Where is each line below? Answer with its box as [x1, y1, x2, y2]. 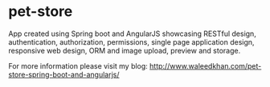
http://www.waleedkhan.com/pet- [149, 61, 262, 70]
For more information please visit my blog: [8, 61, 149, 70]
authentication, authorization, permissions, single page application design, [8, 37, 255, 46]
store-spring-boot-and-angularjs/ [8, 69, 120, 79]
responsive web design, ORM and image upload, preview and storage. [8, 45, 241, 55]
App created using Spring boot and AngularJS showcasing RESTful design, [8, 29, 257, 38]
